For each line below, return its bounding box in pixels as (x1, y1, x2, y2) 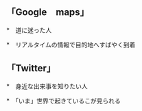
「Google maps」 (6, 6, 90, 18)
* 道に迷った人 (6, 26, 52, 34)
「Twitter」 (6, 62, 56, 74)
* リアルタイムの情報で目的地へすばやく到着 (6, 40, 136, 49)
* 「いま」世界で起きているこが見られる (6, 97, 121, 105)
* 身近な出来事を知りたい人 (6, 82, 88, 90)
